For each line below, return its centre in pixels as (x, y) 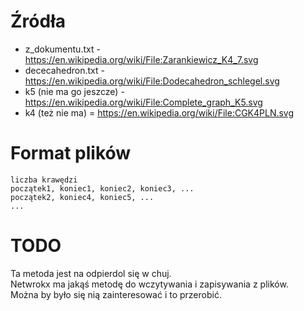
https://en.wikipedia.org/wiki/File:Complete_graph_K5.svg (143, 102)
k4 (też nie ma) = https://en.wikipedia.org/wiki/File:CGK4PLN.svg (159, 112)
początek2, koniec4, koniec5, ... (82, 197)
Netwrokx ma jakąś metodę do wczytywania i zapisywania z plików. (149, 284)
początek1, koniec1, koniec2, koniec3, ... (102, 188)
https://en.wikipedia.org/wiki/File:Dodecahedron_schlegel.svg (152, 81)
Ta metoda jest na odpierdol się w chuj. (91, 273)
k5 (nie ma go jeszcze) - (74, 91)
